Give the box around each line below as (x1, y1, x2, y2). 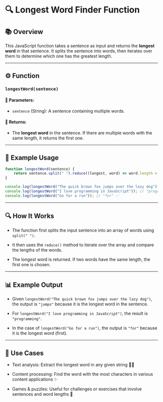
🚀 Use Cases (5, 349, 44, 357)
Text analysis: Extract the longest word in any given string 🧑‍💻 (12, 362, 135, 368)
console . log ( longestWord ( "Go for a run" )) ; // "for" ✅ (5, 193, 119, 198)
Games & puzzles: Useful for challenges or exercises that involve (12, 386, 142, 392)
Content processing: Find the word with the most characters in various (12, 371, 153, 377)
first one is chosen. (12, 261, 51, 268)
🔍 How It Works (5, 212, 54, 220)
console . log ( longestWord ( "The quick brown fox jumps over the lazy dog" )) (5, 184, 160, 189)
